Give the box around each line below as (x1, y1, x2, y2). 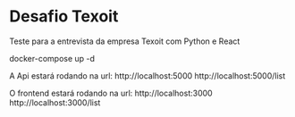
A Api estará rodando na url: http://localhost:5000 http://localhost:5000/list (9, 70, 286, 81)
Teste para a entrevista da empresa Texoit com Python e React (9, 36, 240, 46)
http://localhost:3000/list (9, 96, 101, 108)
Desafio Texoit (9, 6, 119, 27)
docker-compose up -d (9, 53, 96, 63)
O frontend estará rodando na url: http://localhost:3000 (9, 88, 213, 98)
